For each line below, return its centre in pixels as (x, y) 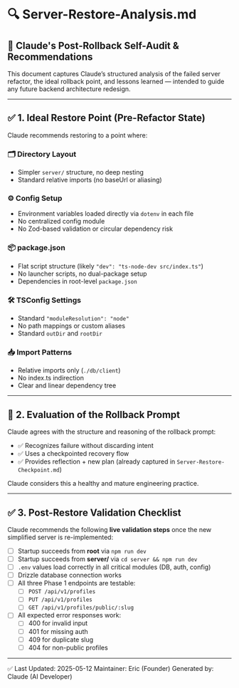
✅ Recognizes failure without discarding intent (86, 446)
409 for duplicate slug (61, 640)
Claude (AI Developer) (40, 676)
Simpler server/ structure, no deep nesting (81, 172)
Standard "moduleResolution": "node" (73, 318)
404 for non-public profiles (68, 647)
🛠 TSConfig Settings (44, 300)
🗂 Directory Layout (42, 154)
